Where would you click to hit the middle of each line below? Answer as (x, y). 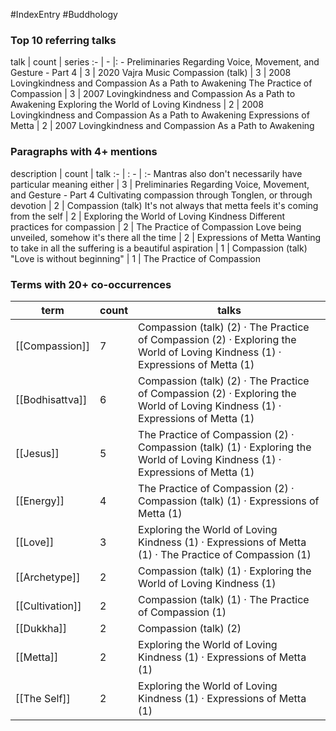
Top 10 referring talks (63, 40)
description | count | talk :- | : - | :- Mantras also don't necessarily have (156, 173)
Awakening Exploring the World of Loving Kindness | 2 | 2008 (137, 105)
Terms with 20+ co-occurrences (91, 284)
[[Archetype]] (48, 577)
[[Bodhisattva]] (51, 399)
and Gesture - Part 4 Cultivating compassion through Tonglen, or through (161, 195)
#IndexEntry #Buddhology (64, 14)
